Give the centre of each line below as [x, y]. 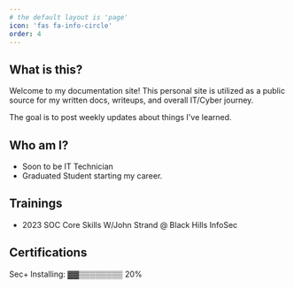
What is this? [46, 69]
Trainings [36, 204]
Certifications [48, 253]
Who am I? [39, 145]
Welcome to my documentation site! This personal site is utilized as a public [147, 91]
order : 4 [25, 34]
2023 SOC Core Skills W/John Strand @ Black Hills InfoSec [130, 224]
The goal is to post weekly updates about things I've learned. [120, 118]
